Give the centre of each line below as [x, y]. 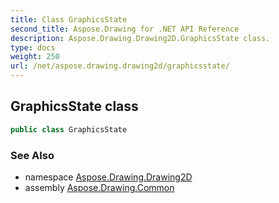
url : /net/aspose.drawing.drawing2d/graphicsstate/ [120, 66]
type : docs [33, 47]
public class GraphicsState [69, 129]
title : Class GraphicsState [69, 19]
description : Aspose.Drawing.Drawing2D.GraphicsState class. [140, 38]
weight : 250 [35, 57]
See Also [32, 155]
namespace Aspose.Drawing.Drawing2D [108, 177]
